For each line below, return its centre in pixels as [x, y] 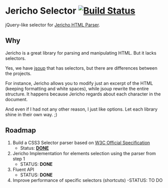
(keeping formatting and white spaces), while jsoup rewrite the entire [77, 88]
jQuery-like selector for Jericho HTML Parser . [53, 25]
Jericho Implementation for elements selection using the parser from [84, 153]
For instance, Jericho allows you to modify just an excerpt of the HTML [79, 83]
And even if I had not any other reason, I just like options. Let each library [81, 109]
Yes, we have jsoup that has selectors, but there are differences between [81, 68]
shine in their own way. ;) [31, 114]
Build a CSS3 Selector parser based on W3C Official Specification [81, 143]
